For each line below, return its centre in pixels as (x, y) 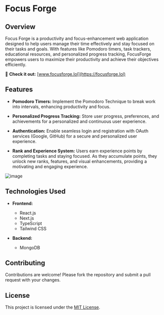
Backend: (22, 238)
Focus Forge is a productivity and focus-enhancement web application (77, 38)
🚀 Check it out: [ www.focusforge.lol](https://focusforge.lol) (65, 74)
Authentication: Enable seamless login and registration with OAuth (80, 131)
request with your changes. (33, 280)
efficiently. (16, 65)
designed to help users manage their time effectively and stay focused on (80, 44)
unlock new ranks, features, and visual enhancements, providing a (79, 161)
